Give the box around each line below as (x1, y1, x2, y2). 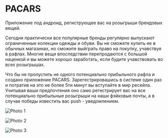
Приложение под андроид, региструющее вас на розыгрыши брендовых (5, 20, 162, 26)
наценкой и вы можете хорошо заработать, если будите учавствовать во (5, 56, 163, 62)
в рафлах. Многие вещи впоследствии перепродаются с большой (5, 51, 147, 57)
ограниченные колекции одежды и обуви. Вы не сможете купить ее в (5, 40, 156, 46)
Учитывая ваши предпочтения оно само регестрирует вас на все (5, 87, 146, 93)
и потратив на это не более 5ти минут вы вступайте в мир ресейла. (5, 82, 151, 88)
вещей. (5, 25, 21, 31)
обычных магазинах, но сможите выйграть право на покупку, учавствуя (5, 45, 162, 51)
